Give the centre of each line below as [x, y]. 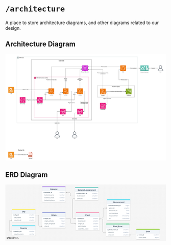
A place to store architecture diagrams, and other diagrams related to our [82, 23]
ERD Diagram [27, 175]
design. [13, 28]
